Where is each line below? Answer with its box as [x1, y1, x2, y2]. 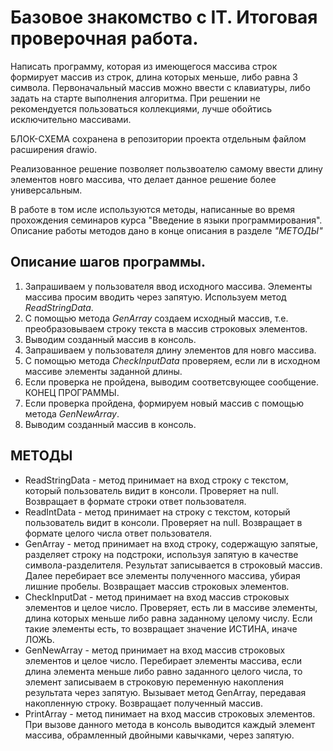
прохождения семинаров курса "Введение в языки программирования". [10, 214, 323, 226]
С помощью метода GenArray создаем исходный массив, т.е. [24, 312, 289, 324]
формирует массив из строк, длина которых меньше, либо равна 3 [10, 71, 298, 83]
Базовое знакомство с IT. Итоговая [10, 6, 318, 29]
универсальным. [10, 184, 83, 196]
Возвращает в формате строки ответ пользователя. [24, 495, 247, 507]
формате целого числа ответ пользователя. [24, 527, 213, 539]
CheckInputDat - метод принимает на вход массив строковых [24, 591, 290, 603]
